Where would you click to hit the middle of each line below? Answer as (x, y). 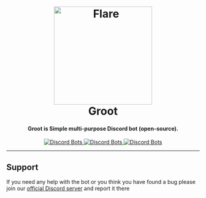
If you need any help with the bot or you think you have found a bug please (101, 182)
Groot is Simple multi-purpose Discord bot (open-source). (103, 128)
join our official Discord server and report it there (68, 188)
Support (22, 167)
